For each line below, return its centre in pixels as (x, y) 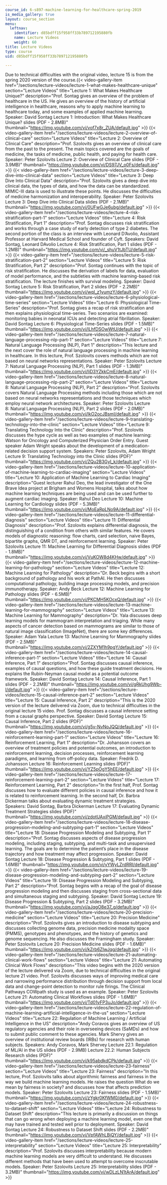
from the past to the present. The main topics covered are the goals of (77, 149)
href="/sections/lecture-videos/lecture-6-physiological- (102, 297)
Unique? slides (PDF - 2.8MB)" (37, 122)
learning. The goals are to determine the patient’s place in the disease (77, 849)
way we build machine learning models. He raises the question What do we (82, 1082)
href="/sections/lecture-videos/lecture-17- (88, 774)
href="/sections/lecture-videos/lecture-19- (104, 870)
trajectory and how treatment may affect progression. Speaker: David (76, 854)
